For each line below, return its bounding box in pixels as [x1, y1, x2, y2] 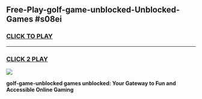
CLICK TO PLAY [6, 32, 53, 41]
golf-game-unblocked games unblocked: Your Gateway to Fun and [6, 79, 176, 86]
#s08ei [35, 14, 62, 25]
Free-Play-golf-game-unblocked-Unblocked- [6, 5, 180, 15]
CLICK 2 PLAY [6, 55, 48, 63]
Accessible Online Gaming [6, 86, 74, 93]
